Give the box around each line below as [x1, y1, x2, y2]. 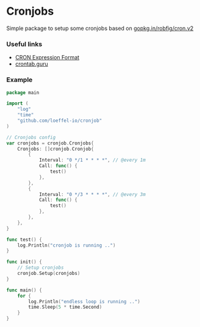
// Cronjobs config [6, 134, 56, 140]
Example [6, 75, 33, 84]
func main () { [6, 287, 43, 293]
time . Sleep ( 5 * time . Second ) [28, 304, 102, 310]
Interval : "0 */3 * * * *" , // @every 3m [38, 191, 146, 197]
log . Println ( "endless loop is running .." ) [28, 298, 140, 304]
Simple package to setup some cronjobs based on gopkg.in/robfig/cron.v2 [6, 24, 194, 32]
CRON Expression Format [15, 54, 80, 61]
